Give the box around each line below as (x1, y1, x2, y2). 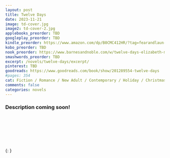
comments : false (5, 82, 39, 87)
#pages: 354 (5, 73, 30, 78)
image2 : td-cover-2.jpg (5, 26, 56, 31)
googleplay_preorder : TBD (5, 36, 60, 41)
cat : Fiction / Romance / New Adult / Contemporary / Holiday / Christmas (5, 78, 166, 83)
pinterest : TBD (5, 64, 37, 69)
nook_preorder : (5, 49, 37, 55)
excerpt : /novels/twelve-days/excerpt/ (5, 59, 90, 64)
